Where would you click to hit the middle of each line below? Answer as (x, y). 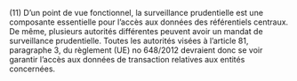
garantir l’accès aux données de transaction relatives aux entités (127, 59)
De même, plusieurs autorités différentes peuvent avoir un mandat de (136, 31)
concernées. (32, 69)
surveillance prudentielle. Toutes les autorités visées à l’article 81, (129, 40)
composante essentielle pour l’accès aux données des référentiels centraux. (149, 22)
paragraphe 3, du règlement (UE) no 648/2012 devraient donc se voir (136, 50)
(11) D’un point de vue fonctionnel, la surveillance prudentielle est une (136, 13)
